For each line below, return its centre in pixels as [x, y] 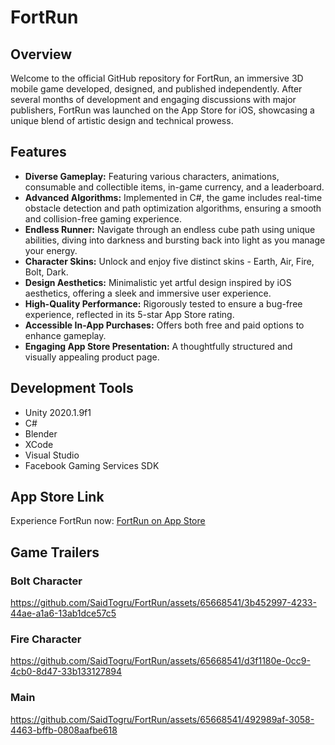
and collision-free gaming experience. [103, 218]
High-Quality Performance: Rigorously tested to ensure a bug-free [163, 303]
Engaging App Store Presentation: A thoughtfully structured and [158, 346]
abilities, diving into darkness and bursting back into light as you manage [175, 240]
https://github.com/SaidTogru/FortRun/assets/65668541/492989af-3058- [162, 719]
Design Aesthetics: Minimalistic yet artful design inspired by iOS [158, 282]
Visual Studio [52, 455]
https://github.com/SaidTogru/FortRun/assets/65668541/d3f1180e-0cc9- [160, 661]
